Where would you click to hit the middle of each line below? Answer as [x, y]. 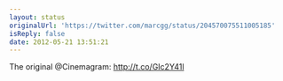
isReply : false [37, 33]
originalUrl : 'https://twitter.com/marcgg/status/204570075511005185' [142, 26]
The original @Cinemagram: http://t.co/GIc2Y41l [97, 67]
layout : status [37, 17]
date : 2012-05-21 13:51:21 [59, 42]
